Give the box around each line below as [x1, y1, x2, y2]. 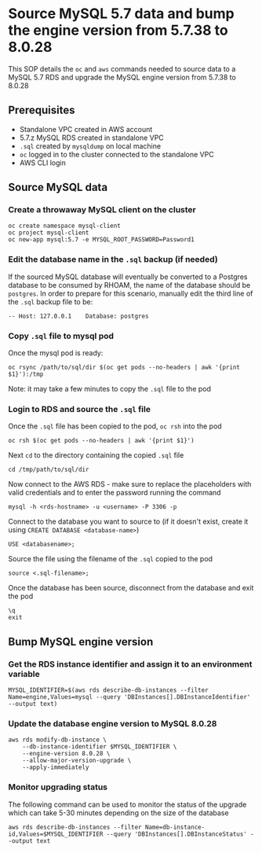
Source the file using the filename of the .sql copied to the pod [8, 554, 213, 564]
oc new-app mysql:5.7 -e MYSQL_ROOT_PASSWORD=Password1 [8, 236, 195, 244]
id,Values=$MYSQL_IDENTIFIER [8, 830, 104, 838]
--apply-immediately [22, 763, 89, 771]
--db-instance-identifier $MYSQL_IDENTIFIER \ [22, 743, 177, 751]
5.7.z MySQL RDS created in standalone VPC [19, 133, 165, 142]
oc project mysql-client [8, 229, 89, 237]
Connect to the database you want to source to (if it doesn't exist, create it [8, 517, 249, 527]
